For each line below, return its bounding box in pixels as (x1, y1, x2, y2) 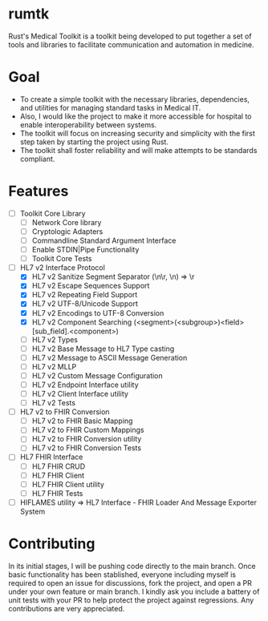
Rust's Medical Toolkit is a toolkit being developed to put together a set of (8, 31, 252, 41)
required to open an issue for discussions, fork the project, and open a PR (8, 578, 253, 587)
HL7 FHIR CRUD (31, 462, 86, 471)
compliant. (19, 154, 55, 163)
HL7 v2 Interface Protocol (19, 263, 106, 272)
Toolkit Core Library (19, 208, 86, 218)
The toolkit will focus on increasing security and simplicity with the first (19, 128, 255, 138)
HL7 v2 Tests (31, 398, 76, 408)
